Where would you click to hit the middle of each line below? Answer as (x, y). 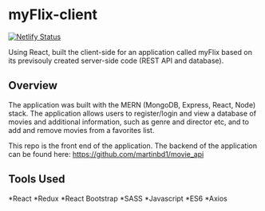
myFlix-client (53, 15)
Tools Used (37, 180)
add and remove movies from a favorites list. (81, 130)
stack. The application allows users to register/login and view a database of (132, 113)
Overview (33, 86)
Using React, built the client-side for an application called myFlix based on (131, 52)
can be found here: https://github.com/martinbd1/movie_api (106, 154)
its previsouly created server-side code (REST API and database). (116, 61)
